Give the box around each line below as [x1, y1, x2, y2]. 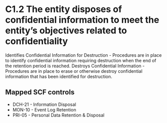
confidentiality [5, 36, 68, 47]
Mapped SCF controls [5, 88, 74, 96]
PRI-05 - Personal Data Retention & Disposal [12, 112, 105, 118]
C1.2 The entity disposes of [5, 4, 122, 15]
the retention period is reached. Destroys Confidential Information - [5, 63, 145, 69]
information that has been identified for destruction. [5, 73, 112, 79]
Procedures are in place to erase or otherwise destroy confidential [5, 68, 142, 74]
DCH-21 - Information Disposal [12, 101, 76, 107]
